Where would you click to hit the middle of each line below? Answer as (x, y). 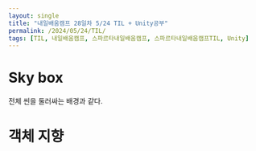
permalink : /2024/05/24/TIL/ (57, 31)
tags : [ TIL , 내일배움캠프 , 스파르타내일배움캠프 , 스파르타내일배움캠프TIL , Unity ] (129, 38)
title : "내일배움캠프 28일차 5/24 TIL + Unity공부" (89, 23)
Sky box (36, 78)
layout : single (34, 16)
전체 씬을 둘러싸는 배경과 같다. (56, 101)
